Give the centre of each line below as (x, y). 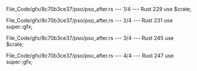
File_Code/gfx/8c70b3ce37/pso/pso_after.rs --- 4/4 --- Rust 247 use (90, 55)
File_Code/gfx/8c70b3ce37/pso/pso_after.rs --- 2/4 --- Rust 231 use (89, 20)
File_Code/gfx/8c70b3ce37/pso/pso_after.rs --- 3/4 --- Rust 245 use (90, 38)
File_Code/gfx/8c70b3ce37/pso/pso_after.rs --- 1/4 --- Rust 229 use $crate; (99, 9)
